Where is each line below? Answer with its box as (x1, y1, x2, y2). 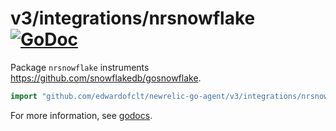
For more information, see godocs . (10, 109, 153, 121)
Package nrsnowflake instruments (10, 61, 150, 73)
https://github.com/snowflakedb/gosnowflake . (10, 72, 202, 84)
